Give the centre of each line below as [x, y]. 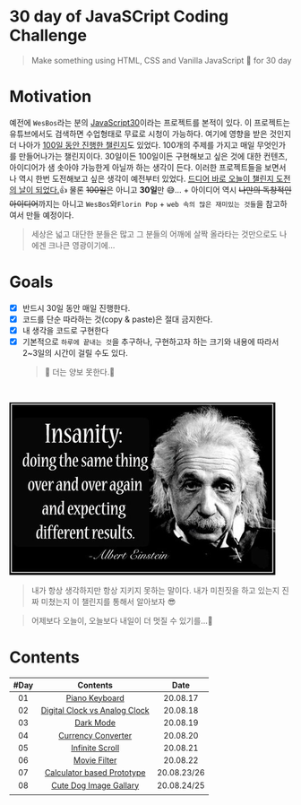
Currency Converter [95, 735]
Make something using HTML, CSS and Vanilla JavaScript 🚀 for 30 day [161, 60]
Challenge [48, 35]
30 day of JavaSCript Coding [119, 17]
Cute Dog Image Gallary [95, 785]
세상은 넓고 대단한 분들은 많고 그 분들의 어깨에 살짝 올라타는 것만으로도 [154, 234]
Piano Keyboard [95, 697]
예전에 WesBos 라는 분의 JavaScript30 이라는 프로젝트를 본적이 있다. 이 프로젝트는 [150, 122]
